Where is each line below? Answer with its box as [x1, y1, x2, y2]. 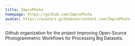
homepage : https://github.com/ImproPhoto [5, 12, 93, 17]
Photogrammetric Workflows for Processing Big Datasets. [5, 35, 124, 41]
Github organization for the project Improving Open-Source [5, 30, 127, 36]
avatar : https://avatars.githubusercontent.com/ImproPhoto [5, 16, 131, 21]
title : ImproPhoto [5, 7, 43, 12]
